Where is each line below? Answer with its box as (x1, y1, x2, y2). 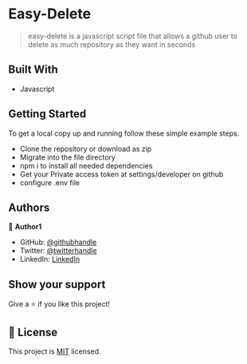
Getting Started (8, 107, 87, 121)
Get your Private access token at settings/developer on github (19, 169, 224, 179)
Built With (8, 63, 58, 77)
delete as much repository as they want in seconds (27, 39, 196, 49)
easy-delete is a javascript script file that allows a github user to (27, 31, 237, 41)
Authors (8, 200, 50, 214)
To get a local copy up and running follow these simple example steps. (8, 129, 240, 138)
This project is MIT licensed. (8, 346, 101, 356)
